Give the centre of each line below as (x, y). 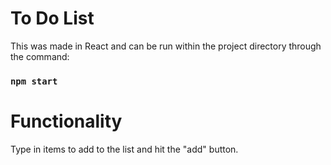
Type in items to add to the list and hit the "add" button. (124, 149)
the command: (40, 56)
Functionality (66, 121)
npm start (34, 81)
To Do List (52, 18)
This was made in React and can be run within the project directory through (166, 46)
